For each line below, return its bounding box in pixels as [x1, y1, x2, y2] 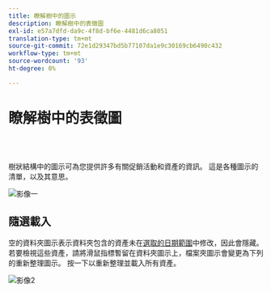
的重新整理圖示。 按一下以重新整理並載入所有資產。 [8, 258, 180, 268]
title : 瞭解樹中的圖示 [8, 11, 77, 20]
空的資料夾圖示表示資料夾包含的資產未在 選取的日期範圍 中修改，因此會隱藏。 [8, 238, 264, 248]
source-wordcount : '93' [8, 57, 89, 66]
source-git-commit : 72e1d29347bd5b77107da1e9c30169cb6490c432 [8, 42, 222, 50]
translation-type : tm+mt [8, 34, 92, 43]
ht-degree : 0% [8, 65, 57, 73]
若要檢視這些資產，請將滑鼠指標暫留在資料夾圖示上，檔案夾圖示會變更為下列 [8, 248, 264, 257]
